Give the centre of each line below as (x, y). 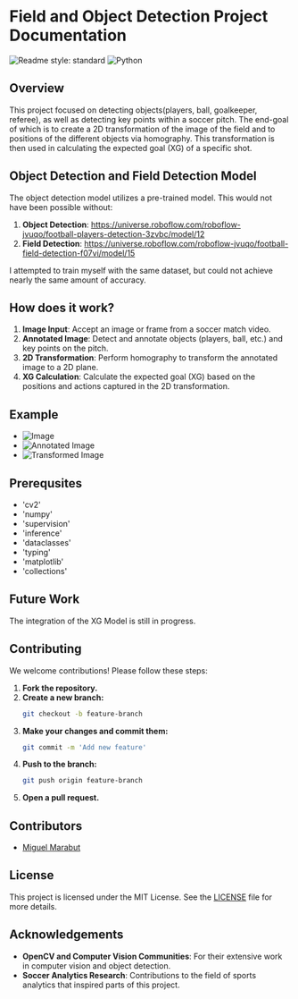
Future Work (45, 600)
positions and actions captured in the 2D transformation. (126, 386)
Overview (37, 88)
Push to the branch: (59, 764)
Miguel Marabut (51, 848)
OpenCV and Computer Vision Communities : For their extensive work (152, 956)
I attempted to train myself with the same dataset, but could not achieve (141, 270)
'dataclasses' (46, 542)
